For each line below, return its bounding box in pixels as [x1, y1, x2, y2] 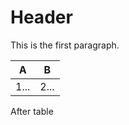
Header [10, 6, 73, 29]
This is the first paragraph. [10, 39, 120, 51]
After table [10, 105, 54, 117]
